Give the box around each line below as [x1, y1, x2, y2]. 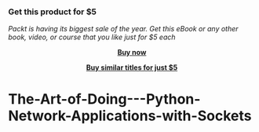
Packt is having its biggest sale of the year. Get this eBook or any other [8, 24, 239, 34]
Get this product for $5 [8, 6, 97, 17]
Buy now [117, 48, 147, 57]
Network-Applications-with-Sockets [8, 107, 252, 125]
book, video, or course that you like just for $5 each [8, 32, 176, 42]
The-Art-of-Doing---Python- [8, 90, 201, 108]
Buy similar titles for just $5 [86, 63, 178, 72]
